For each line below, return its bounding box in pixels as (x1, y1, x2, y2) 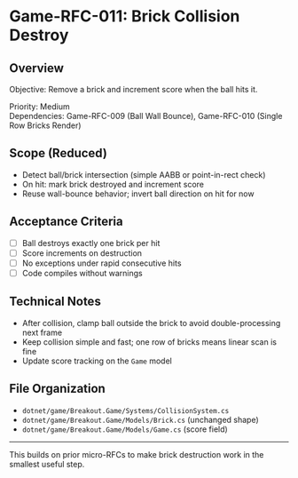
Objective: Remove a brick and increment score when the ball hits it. (9, 84, 258, 94)
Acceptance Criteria (9, 214, 123, 229)
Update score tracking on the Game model (21, 355, 173, 366)
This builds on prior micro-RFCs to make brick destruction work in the (9, 449, 264, 459)
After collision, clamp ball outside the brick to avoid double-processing (21, 317, 281, 328)
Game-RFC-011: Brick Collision (9, 6, 240, 27)
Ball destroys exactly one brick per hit (21, 237, 161, 248)
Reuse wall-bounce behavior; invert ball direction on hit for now (21, 188, 255, 199)
